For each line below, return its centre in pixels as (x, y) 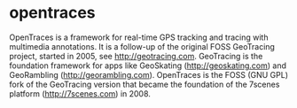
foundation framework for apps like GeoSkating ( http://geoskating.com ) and (148, 66)
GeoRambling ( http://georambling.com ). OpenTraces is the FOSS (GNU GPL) (149, 74)
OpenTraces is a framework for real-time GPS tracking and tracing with (139, 37)
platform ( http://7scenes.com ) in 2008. (80, 93)
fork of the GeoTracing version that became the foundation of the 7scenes (145, 84)
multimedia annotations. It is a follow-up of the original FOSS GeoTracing (142, 46)
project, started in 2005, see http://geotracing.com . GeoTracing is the (136, 56)
